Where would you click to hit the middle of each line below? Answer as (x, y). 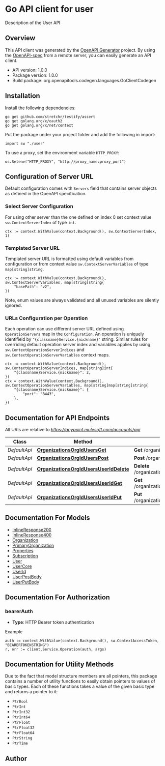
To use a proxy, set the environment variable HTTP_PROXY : (62, 152)
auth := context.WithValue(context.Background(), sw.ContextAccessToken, (82, 641)
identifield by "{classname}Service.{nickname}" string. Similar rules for (76, 339)
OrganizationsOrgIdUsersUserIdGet (79, 483)
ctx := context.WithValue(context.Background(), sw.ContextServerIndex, (81, 231)
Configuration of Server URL (49, 176)
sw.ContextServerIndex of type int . (41, 222)
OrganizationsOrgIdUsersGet (71, 450)
